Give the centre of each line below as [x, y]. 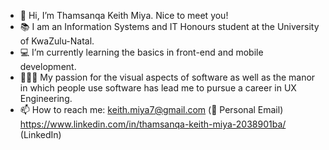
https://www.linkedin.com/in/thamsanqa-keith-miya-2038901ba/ [153, 124]
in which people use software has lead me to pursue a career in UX [158, 88]
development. [48, 66]
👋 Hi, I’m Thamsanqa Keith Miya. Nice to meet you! [124, 15]
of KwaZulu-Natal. [57, 41]
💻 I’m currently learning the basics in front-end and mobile [141, 52]
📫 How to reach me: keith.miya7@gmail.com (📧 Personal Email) [151, 109]
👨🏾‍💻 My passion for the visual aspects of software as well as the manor [167, 77]
